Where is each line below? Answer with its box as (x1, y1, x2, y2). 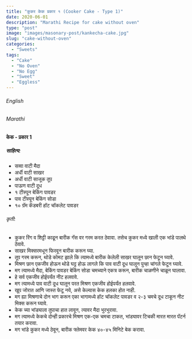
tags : (6, 52, 19, 58)
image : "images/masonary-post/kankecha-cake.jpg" (6, 30, 130, 36)
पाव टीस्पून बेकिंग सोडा (14, 195, 57, 202)
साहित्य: (6, 147, 21, 154)
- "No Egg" (11, 68, 38, 74)
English (6, 97, 24, 104)
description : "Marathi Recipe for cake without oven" (6, 19, 140, 25)
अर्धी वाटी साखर (14, 169, 44, 176)
